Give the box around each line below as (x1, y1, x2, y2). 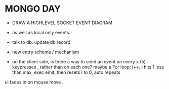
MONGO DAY (5, 3, 61, 15)
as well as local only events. (12, 29, 71, 35)
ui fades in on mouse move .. (5, 79, 65, 85)
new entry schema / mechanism (12, 49, 79, 55)
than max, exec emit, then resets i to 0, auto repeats (12, 69, 121, 75)
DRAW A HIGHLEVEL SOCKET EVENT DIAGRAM (12, 20, 112, 26)
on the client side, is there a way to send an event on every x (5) (12, 58, 146, 64)
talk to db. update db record (12, 39, 71, 45)
